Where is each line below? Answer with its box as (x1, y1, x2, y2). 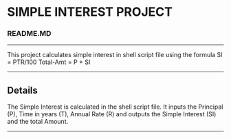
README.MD (7, 29, 52, 39)
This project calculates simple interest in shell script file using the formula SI (7, 51, 223, 59)
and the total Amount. (7, 118, 69, 126)
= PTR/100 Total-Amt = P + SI (7, 58, 91, 66)
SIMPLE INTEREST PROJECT (7, 4, 173, 20)
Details (7, 84, 38, 96)
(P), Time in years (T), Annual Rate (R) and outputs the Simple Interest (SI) (7, 110, 217, 118)
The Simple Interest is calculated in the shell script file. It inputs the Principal (7, 103, 223, 111)
